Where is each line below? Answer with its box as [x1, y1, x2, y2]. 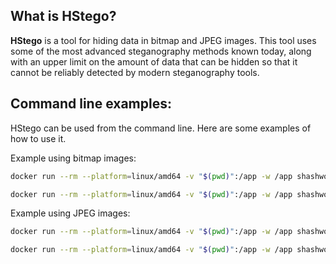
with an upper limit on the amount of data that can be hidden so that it [10, 55, 298, 68]
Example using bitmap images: [10, 152, 137, 164]
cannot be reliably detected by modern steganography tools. [10, 66, 260, 78]
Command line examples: [10, 95, 172, 113]
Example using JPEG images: [10, 207, 131, 219]
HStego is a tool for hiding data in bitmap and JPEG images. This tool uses [10, 34, 317, 46]
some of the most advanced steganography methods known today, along [10, 45, 312, 57]
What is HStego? [10, 8, 117, 25]
